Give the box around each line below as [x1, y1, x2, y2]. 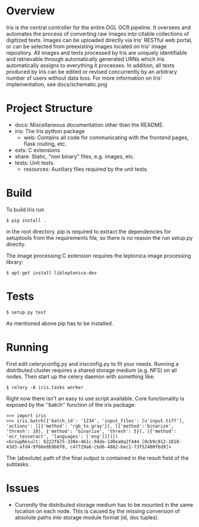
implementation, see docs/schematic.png [6, 80, 108, 87]
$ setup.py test [6, 309, 46, 315]
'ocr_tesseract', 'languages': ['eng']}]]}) [6, 433, 118, 440]
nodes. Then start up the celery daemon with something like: [6, 373, 155, 380]
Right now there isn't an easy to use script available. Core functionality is [6, 394, 185, 402]
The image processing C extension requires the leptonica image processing [6, 252, 191, 259]
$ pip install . [6, 217, 46, 224]
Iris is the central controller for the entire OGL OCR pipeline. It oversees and [6, 24, 191, 31]
